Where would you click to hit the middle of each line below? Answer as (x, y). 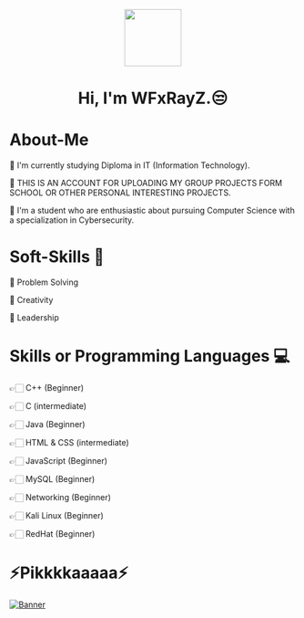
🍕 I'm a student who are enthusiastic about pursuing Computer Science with (152, 211)
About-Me (49, 140)
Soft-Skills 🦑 (57, 257)
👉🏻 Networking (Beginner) (61, 497)
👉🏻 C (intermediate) (48, 406)
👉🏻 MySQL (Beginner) (52, 479)
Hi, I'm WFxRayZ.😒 (153, 98)
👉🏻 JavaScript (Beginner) (58, 461)
